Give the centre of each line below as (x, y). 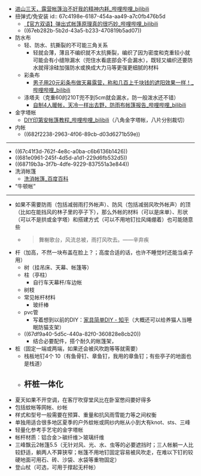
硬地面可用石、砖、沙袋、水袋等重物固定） (67, 459)
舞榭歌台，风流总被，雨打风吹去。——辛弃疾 (94, 239)
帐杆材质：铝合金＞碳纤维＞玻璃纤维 (60, 437)
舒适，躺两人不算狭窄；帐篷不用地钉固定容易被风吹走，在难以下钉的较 (106, 452)
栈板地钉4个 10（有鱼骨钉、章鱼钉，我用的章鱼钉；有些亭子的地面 (105, 356)
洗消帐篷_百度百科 (46, 179)
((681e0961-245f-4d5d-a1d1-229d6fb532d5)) (71, 158)
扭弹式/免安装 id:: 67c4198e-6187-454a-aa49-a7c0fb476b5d (90, 16)
